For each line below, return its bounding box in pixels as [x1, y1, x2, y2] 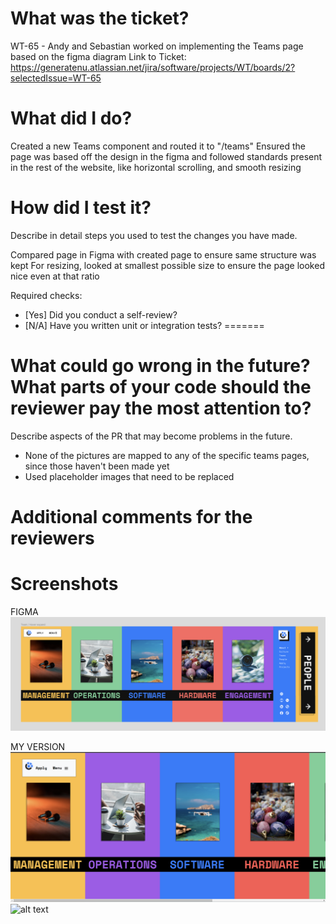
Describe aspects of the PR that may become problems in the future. [10, 430, 293, 442]
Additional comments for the [10, 505, 253, 528]
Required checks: [10, 289, 83, 301]
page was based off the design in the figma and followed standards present [10, 150, 323, 162]
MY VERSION [10, 740, 66, 752]
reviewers [10, 527, 95, 549]
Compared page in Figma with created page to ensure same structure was [10, 248, 317, 261]
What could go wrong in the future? [10, 355, 311, 377]
